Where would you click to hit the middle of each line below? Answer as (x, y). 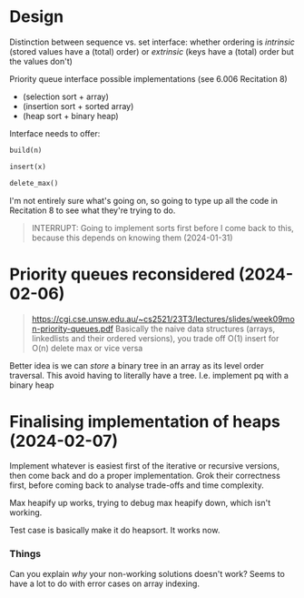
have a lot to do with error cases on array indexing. (104, 583)
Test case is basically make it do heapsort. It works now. (115, 531)
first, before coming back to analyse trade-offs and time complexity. (137, 485)
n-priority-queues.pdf (72, 329)
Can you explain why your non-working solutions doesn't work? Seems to (147, 573)
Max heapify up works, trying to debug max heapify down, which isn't (140, 503)
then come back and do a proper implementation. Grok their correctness (145, 476)
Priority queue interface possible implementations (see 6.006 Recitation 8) (148, 78)
